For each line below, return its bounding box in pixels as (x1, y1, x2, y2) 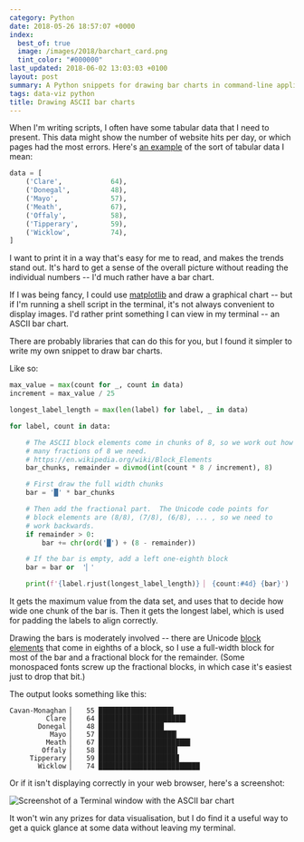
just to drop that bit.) (9, 672, 86, 682)
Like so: (9, 363, 39, 374)
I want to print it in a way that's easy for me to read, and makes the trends (9, 253, 284, 264)
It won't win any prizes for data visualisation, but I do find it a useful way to (9, 813, 289, 823)
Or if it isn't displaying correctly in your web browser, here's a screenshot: (9, 778, 285, 789)
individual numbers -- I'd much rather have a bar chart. (9, 272, 214, 283)
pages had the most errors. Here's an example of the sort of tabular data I (9, 141, 285, 152)
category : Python (9, 13, 75, 23)
